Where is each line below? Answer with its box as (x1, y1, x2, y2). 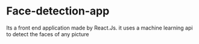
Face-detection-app (6, 4, 110, 18)
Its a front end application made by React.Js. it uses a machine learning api (6, 24, 193, 31)
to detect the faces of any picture (6, 30, 89, 37)
